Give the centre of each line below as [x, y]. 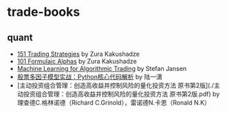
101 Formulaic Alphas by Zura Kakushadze [77, 61]
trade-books [44, 12]
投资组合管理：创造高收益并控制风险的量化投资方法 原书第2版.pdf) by [121, 94]
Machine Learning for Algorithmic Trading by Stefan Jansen [102, 69]
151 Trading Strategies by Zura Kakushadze [78, 54]
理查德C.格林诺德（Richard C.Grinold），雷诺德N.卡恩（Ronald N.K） [114, 103]
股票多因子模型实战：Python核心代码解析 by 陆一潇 [90, 77]
